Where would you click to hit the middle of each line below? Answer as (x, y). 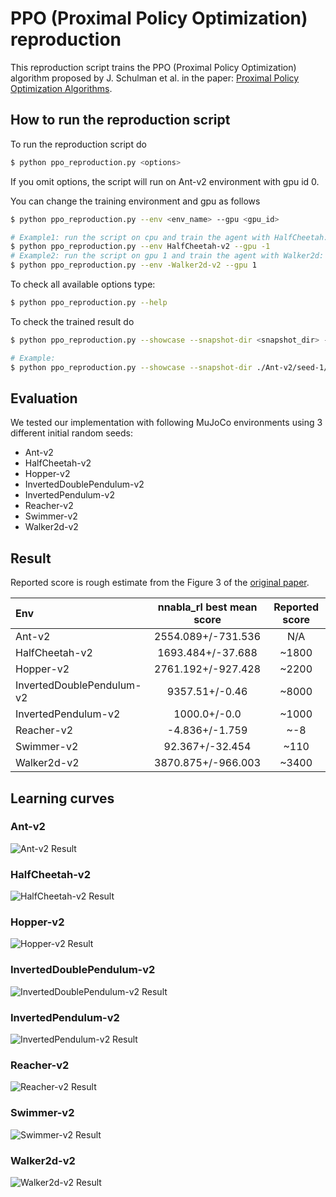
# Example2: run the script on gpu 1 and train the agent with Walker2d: (167, 256)
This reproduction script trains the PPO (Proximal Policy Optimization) (153, 67)
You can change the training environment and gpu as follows (135, 201)
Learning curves (62, 798)
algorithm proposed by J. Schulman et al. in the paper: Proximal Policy (155, 78)
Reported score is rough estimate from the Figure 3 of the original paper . (160, 583)
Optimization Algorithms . (61, 88)
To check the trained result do (72, 321)
